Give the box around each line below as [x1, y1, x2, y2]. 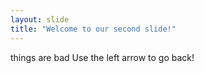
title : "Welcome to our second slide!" [10, 24, 177, 34]
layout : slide [10, 14, 70, 25]
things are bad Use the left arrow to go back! [10, 51, 195, 63]
